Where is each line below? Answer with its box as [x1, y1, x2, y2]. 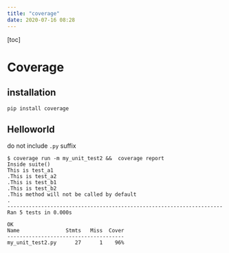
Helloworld [7, 123, 55, 135]
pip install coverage [7, 104, 69, 112]
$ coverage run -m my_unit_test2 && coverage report [7, 155, 165, 162]
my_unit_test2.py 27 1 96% [7, 239, 125, 246]
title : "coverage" [7, 10, 60, 17]
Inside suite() [7, 161, 51, 168]
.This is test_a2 [7, 173, 57, 180]
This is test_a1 [7, 167, 54, 174]
